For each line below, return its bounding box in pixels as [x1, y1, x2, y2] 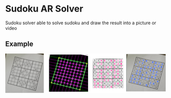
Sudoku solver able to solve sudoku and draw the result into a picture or [5, 20, 157, 26]
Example [5, 40, 34, 48]
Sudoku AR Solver [5, 3, 83, 15]
